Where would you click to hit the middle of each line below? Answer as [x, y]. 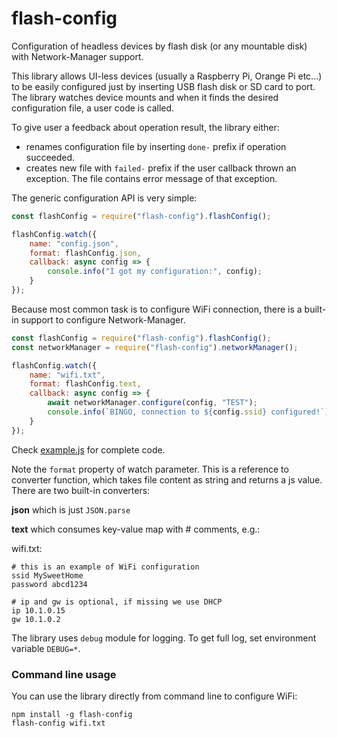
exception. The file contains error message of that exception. [151, 178]
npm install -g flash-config [72, 714]
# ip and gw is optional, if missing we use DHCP [117, 602]
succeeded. [50, 157]
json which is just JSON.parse [71, 509]
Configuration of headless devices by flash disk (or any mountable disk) [159, 46]
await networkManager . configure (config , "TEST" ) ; [152, 403]
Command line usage [64, 674]
